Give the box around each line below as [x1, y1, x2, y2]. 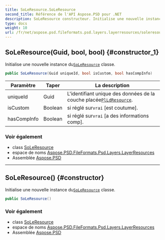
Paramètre [10, 82, 36, 89]
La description [95, 82, 130, 89]
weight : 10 [5, 26, 27, 30]
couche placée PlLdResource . [67, 96, 133, 103]
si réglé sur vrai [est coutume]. [67, 104, 138, 111]
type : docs [5, 21, 27, 26]
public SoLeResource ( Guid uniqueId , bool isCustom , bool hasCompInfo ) [5, 71, 153, 76]
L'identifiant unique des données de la [67, 90, 155, 97]
